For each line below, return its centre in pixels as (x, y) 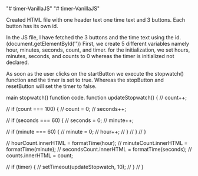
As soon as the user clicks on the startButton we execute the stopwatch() (95, 74)
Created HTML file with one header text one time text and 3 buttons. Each (96, 20)
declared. (18, 62)
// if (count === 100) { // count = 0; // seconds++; (66, 109)
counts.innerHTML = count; (40, 155)
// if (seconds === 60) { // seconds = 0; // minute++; (70, 120)
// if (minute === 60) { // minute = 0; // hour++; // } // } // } (76, 132)
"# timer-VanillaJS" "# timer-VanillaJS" (53, 9)
